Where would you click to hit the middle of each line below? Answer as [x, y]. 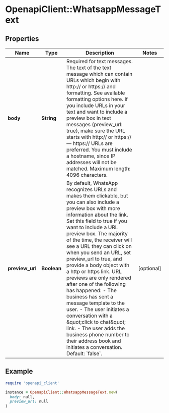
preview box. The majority [97, 234]
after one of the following [96, 284]
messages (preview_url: [94, 124]
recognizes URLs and [92, 189]
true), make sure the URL [96, 131]
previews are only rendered [99, 278]
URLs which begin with [93, 80]
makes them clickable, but [97, 196]
